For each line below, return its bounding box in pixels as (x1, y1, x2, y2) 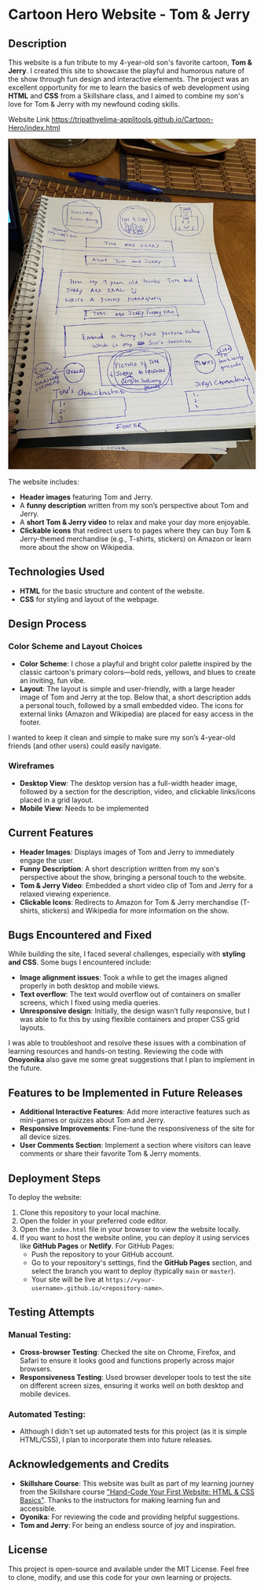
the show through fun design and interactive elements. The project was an (8, 75, 249, 83)
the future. (8, 1064, 42, 1073)
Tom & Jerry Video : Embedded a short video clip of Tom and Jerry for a (19, 880, 253, 890)
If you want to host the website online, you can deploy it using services (19, 1233, 250, 1242)
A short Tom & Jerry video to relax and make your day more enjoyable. (19, 518, 251, 526)
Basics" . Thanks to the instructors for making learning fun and (19, 1495, 221, 1504)
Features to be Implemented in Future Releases (8, 1086, 244, 1099)
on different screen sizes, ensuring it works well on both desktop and (19, 1381, 244, 1390)
